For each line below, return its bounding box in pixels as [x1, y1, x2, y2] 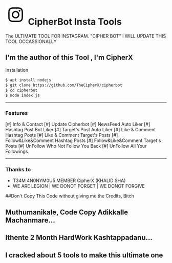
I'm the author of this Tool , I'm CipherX [5, 53, 133, 62]
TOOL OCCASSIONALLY [5, 38, 57, 45]
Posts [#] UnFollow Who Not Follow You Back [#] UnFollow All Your [5, 143, 147, 149]
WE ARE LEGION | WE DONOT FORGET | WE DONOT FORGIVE [12, 183, 145, 189]
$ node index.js [5, 93, 40, 98]
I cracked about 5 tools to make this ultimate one [5, 251, 163, 259]
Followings [5, 148, 28, 155]
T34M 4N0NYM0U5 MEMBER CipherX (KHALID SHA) [12, 177, 126, 184]
